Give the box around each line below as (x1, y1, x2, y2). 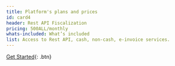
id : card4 (6, 14, 31, 20)
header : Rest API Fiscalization (6, 20, 87, 26)
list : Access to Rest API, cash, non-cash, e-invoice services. (6, 37, 170, 43)
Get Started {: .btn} (6, 53, 52, 60)
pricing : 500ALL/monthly (6, 25, 68, 32)
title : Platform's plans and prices (6, 8, 98, 15)
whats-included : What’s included (6, 31, 90, 37)
